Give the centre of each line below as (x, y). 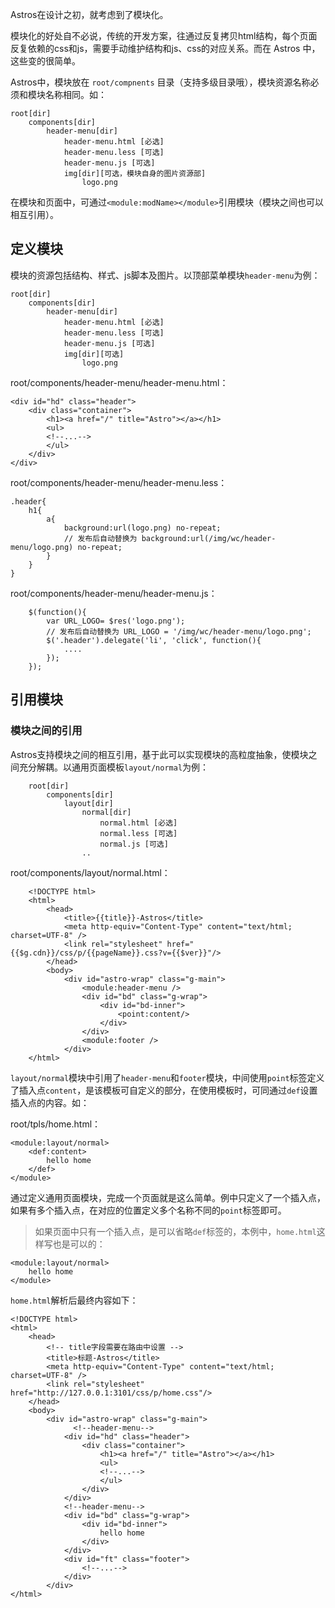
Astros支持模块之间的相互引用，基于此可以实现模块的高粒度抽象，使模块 (159, 754)
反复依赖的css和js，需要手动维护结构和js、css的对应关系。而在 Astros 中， (165, 48)
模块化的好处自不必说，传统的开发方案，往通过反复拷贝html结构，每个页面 (164, 36)
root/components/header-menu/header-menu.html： (119, 382)
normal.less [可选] (138, 833)
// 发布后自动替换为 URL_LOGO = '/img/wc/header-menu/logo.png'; (179, 631)
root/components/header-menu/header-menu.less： (119, 482)
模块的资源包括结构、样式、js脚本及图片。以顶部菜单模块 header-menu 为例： (165, 275)
